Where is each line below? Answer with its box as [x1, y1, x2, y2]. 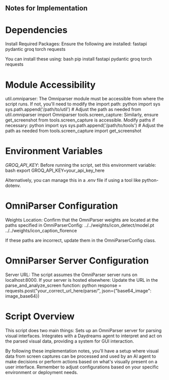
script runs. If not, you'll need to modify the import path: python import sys [5, 101, 160, 107]
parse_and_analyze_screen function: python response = [5, 282, 122, 289]
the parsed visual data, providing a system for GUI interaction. [5, 338, 134, 344]
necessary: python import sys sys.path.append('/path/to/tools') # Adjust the [5, 122, 164, 129]
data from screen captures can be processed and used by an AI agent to [5, 353, 156, 359]
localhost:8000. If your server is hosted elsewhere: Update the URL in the [5, 277, 158, 283]
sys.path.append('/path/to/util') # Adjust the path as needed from [5, 106, 141, 112]
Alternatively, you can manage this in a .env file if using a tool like [5, 177, 141, 183]
